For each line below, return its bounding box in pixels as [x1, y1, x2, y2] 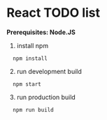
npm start [13, 80, 41, 88]
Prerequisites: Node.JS [6, 28, 76, 36]
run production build [16, 93, 76, 101]
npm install [13, 54, 48, 62]
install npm [16, 41, 49, 50]
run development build [16, 67, 82, 75]
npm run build [13, 106, 54, 113]
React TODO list [6, 5, 101, 21]
